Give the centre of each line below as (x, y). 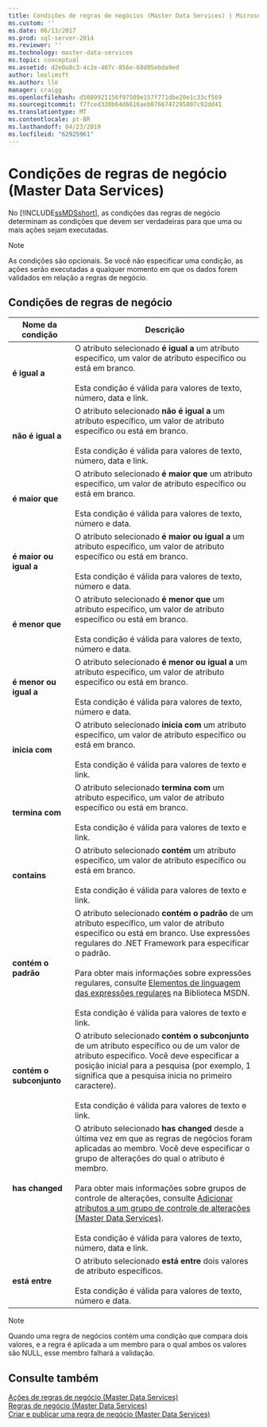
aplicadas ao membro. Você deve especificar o (163, 1149)
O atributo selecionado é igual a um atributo (157, 348)
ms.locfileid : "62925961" (51, 134)
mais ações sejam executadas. (58, 230)
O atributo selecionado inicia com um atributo (161, 725)
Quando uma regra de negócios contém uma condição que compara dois (128, 1336)
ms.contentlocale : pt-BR (49, 120)
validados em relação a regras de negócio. (78, 277)
